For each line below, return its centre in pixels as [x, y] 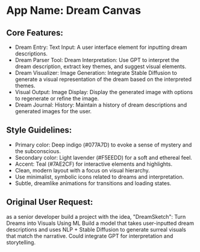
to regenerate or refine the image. [57, 98]
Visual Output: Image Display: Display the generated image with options [104, 92]
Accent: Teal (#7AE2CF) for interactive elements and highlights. [94, 164]
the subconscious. [38, 151]
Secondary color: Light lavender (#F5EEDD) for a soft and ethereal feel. [104, 157]
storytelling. [21, 242]
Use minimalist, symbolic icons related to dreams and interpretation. [99, 177]
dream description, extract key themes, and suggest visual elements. [101, 66]
